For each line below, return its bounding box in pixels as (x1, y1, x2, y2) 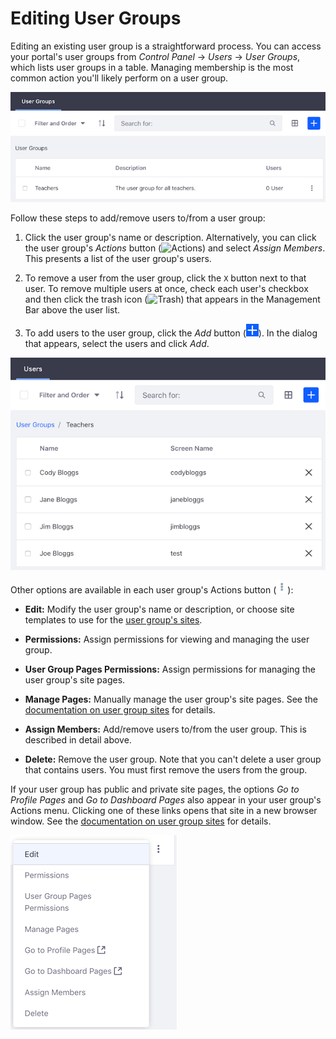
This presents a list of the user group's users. (24, 253, 212, 265)
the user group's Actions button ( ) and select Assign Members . (24, 242, 326, 254)
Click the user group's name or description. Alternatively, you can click (24, 232, 317, 244)
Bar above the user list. (24, 304, 121, 316)
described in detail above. (24, 734, 132, 746)
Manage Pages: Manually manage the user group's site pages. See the (24, 693, 318, 706)
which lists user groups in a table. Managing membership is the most (10, 61, 294, 73)
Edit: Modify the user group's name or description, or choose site (24, 603, 295, 616)
